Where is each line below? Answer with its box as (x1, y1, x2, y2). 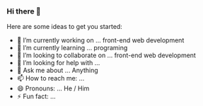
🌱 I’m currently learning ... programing (16, 44, 128, 52)
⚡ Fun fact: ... (16, 92, 56, 101)
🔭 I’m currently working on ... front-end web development (16, 36, 185, 45)
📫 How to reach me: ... (16, 74, 85, 83)
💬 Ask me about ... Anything (16, 66, 98, 75)
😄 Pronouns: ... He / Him (16, 84, 90, 93)
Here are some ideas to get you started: (6, 23, 123, 31)
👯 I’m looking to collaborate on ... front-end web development (16, 51, 196, 59)
